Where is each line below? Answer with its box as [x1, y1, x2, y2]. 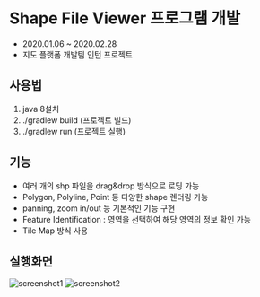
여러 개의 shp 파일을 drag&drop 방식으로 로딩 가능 [22, 180, 200, 191]
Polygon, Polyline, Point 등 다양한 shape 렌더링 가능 [22, 191, 209, 202]
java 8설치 [22, 103, 60, 114]
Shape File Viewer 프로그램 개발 [9, 8, 241, 29]
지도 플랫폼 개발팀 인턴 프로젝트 [22, 48, 133, 59]
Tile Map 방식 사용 [22, 225, 89, 236]
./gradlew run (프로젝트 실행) [22, 126, 126, 136]
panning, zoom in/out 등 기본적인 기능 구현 [22, 203, 176, 214]
